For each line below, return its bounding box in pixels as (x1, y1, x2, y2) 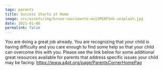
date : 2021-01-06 (5, 21, 41, 26)
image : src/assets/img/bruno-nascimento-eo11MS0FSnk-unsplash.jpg (5, 16, 143, 21)
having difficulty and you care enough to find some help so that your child (5, 44, 154, 50)
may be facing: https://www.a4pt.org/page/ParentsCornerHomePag (5, 60, 142, 66)
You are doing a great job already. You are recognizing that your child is (5, 39, 149, 45)
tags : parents (5, 7, 34, 12)
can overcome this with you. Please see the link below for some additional (5, 49, 155, 55)
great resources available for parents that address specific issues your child (5, 54, 158, 60)
